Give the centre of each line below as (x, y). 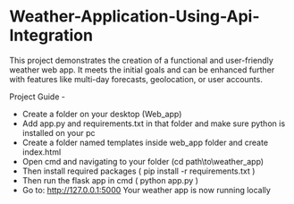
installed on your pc (59, 132)
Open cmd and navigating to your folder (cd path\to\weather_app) (143, 161)
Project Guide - (37, 97)
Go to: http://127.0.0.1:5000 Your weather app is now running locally (146, 190)
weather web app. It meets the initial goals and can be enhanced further (142, 70)
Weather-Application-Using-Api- (135, 17)
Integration (51, 35)
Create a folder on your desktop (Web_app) (102, 114)
